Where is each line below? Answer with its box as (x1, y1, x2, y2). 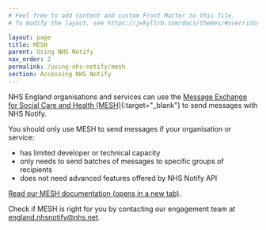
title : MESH (8, 40, 47, 48)
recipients (19, 164, 53, 174)
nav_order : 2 (8, 56, 51, 63)
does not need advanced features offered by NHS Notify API (19, 173, 218, 182)
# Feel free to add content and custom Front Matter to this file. (8, 11, 236, 20)
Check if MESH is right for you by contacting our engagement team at (8, 204, 236, 213)
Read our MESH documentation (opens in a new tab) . (8, 188, 182, 198)
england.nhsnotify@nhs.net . (8, 212, 101, 222)
